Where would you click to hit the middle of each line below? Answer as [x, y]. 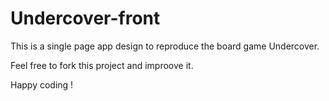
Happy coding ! [42, 84]
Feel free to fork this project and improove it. [102, 65]
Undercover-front [85, 18]
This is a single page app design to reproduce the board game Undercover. [165, 46]
